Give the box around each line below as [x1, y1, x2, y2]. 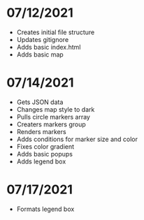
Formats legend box [16, 205, 75, 213]
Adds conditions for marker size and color [16, 135, 138, 143]
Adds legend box [16, 157, 66, 166]
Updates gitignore [16, 35, 69, 43]
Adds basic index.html [16, 43, 81, 51]
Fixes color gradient [16, 142, 75, 151]
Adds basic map [16, 50, 64, 59]
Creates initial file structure [16, 28, 95, 36]
